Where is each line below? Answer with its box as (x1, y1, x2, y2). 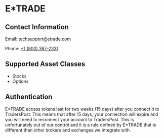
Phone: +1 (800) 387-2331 (5, 46, 59, 51)
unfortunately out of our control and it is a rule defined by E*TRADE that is (5, 122, 157, 128)
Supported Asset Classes (5, 60, 85, 69)
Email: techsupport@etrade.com (5, 36, 71, 42)
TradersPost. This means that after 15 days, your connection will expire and (5, 111, 159, 117)
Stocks (12, 73, 27, 79)
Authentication (5, 93, 53, 101)
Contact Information (5, 23, 69, 31)
